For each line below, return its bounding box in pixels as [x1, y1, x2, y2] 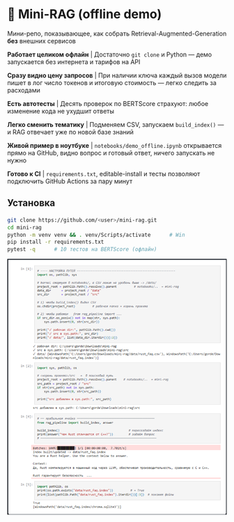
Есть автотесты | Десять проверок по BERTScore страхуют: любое [7, 99, 209, 107]
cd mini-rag [7, 224, 42, 231]
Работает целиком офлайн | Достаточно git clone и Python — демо [7, 50, 212, 59]
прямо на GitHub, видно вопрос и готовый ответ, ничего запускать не [7, 148, 215, 157]
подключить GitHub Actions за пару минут [7, 177, 133, 185]
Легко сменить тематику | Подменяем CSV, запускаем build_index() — [7, 120, 224, 128]
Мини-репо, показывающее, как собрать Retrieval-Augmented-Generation [7, 29, 227, 38]
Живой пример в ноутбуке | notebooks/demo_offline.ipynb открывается [7, 141, 222, 149]
